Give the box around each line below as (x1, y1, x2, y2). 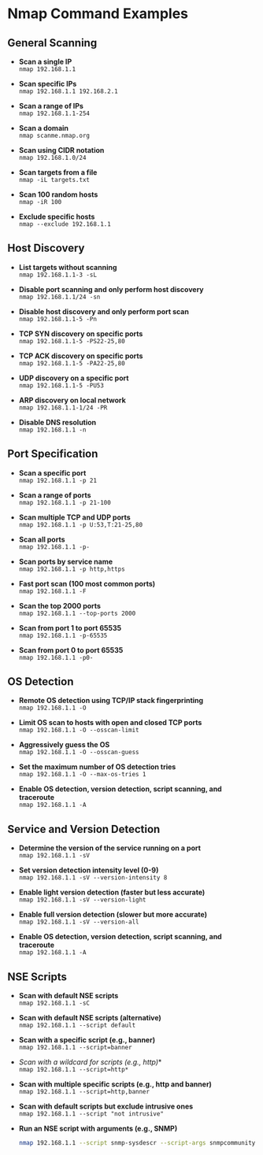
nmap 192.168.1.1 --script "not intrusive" (18, 1110, 165, 1118)
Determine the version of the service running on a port (18, 843, 202, 853)
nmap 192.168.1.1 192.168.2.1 (18, 87, 119, 95)
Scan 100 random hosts (18, 190, 98, 199)
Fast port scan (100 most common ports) (18, 579, 156, 588)
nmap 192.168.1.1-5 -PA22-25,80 (18, 359, 125, 367)
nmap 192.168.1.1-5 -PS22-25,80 (18, 337, 125, 345)
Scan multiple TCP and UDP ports (18, 513, 131, 522)
